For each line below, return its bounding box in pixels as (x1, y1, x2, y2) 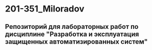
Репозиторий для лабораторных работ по (5, 23, 139, 31)
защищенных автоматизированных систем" (5, 37, 148, 46)
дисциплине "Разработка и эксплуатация (5, 30, 139, 38)
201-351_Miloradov (5, 3, 84, 14)
